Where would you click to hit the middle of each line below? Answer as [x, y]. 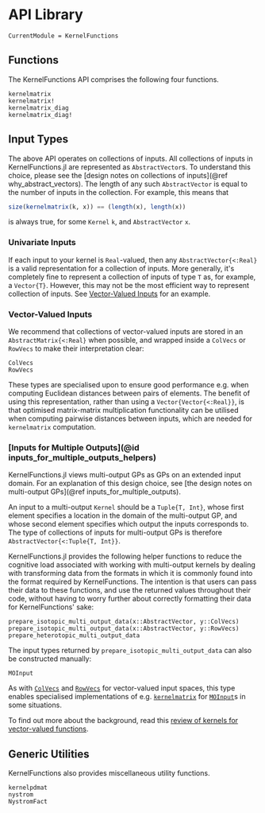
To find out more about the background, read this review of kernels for [123, 721]
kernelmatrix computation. [52, 427]
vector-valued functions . [48, 729]
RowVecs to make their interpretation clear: [76, 348]
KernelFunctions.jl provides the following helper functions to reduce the [125, 556]
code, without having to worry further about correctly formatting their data [130, 599]
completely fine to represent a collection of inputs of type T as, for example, [132, 277]
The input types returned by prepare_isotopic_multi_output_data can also [130, 651]
